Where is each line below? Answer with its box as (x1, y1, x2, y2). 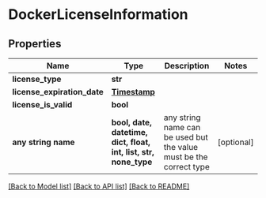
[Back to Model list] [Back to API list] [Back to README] (8, 181, 190, 191)
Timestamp (111, 87, 156, 97)
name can (163, 122, 201, 133)
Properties (8, 37, 62, 50)
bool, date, (111, 117, 152, 128)
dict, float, (111, 136, 150, 148)
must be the (163, 151, 208, 163)
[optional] (217, 136, 254, 148)
